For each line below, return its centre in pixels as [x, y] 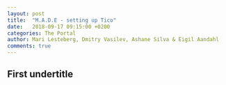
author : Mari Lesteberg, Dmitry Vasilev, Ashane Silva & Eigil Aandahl [113, 40]
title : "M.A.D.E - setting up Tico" [62, 20]
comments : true [29, 46]
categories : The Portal [42, 33]
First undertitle [40, 74]
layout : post [26, 14]
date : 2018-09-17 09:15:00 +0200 [59, 26]
